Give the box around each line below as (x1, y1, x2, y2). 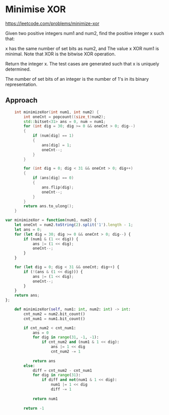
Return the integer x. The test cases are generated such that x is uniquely (5, 60, 159, 67)
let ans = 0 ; (14, 227, 42, 232)
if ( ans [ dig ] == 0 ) (32, 175, 74, 181)
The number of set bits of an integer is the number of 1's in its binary (5, 76, 149, 82)
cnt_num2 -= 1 (50, 349, 81, 354)
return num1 (32, 396, 58, 401)
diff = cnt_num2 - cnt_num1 (32, 368, 93, 373)
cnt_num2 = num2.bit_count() (23, 311, 86, 316)
